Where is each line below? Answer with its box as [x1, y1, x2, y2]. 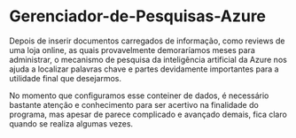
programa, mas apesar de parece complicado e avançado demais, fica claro [9, 109, 288, 119]
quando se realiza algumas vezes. [9, 118, 134, 129]
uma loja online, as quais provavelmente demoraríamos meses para [9, 44, 255, 55]
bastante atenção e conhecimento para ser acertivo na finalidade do [9, 99, 259, 110]
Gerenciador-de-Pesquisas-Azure [9, 6, 267, 27]
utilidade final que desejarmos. [9, 73, 122, 83]
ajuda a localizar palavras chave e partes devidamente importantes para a [9, 64, 279, 74]
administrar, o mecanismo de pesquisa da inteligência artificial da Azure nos [9, 54, 288, 65]
